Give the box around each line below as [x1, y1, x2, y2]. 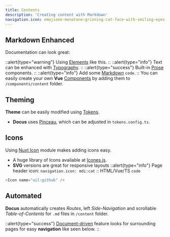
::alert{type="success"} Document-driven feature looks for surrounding [5, 220, 156, 226]
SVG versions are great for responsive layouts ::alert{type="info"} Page [12, 162, 163, 168]
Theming [5, 95, 35, 104]
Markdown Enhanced [5, 36, 75, 44]
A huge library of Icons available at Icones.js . [12, 157, 107, 163]
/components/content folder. [5, 81, 64, 87]
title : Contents [5, 7, 40, 13]
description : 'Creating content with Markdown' [5, 12, 108, 17]
